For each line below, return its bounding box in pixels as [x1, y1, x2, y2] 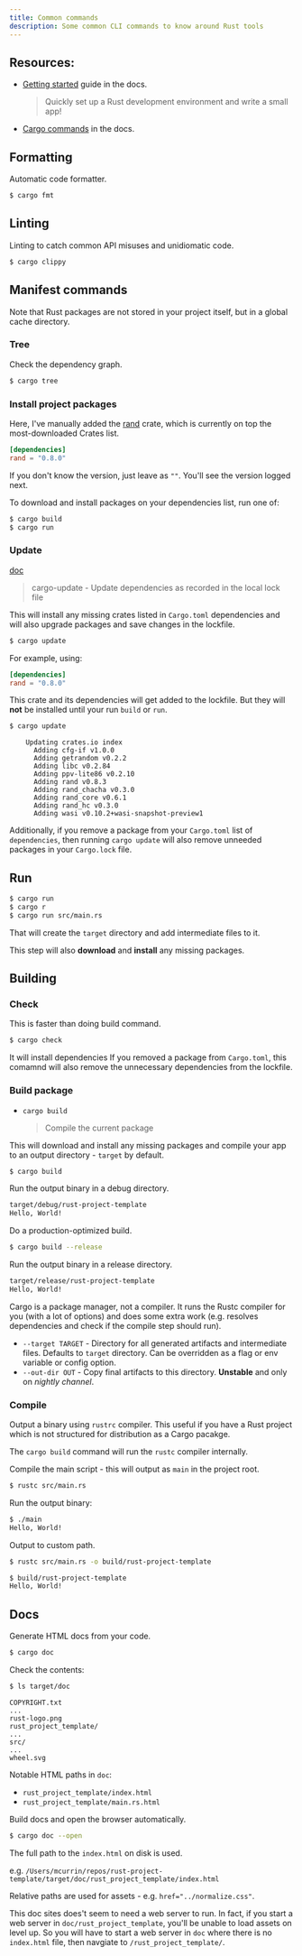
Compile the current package [44, 1122, 154, 1133]
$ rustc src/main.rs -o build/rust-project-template [9, 1557, 212, 1566]
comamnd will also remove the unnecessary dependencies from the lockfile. [9, 1062, 293, 1073]
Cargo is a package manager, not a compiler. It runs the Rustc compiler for [9, 1301, 286, 1312]
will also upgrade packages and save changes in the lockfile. [9, 619, 236, 630]
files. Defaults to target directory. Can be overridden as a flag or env [22, 1347, 279, 1358]
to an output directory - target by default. [9, 1149, 165, 1160]
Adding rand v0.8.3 [32, 778, 106, 787]
